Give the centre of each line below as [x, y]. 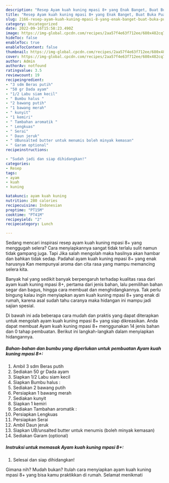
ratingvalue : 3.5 [24, 71]
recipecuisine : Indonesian [34, 205]
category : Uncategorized [32, 24]
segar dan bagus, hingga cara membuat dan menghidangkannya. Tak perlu [83, 290]
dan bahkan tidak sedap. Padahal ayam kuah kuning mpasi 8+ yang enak [81, 259]
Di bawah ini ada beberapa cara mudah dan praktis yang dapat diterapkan [82, 316]
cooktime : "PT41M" [25, 215]
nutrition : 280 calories [32, 201]
